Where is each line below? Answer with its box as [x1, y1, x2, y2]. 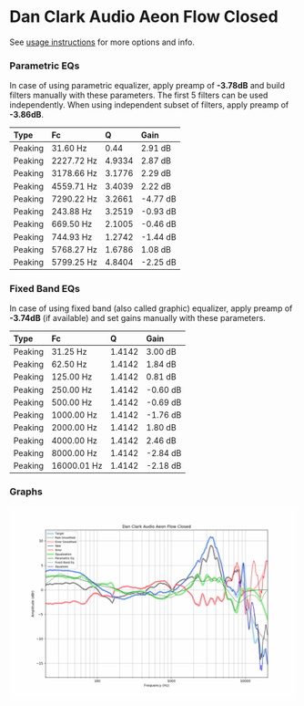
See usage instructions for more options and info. [9, 36, 196, 47]
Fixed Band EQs [9, 282, 80, 295]
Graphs [9, 485, 43, 498]
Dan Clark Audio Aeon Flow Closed [9, 6, 279, 27]
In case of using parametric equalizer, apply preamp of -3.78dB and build [9, 80, 285, 91]
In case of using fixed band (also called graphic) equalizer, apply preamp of [9, 303, 293, 314]
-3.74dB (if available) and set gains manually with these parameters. [9, 313, 266, 324]
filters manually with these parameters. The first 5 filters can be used [9, 89, 269, 101]
